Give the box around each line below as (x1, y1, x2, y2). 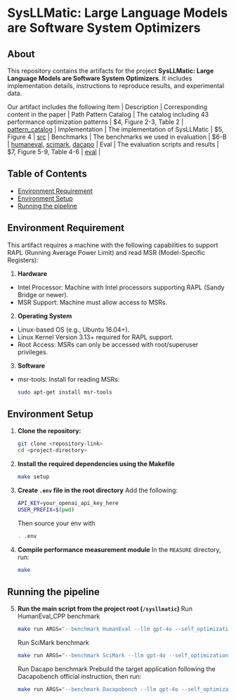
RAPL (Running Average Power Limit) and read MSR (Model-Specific (7, 248, 206, 256)
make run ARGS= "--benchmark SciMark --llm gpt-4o (17, 652, 166, 659)
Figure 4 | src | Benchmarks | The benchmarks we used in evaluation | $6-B (7, 132, 227, 141)
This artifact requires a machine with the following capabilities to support (7, 241, 218, 249)
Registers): (7, 256, 39, 264)
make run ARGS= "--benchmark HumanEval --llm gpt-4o (17, 625, 172, 633)
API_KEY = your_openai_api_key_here (17, 499, 119, 506)
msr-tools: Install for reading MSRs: (17, 375, 120, 383)
